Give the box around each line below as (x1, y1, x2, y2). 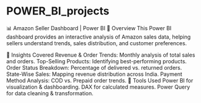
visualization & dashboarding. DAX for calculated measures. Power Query (6, 83, 190, 90)
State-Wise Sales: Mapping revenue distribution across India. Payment (6, 70, 183, 78)
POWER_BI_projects (6, 4, 109, 18)
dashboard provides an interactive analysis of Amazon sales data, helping (6, 33, 191, 40)
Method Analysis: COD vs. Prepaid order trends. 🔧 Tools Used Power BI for (6, 76, 193, 84)
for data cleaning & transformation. (6, 89, 94, 97)
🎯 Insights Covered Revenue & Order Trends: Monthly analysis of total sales (6, 51, 196, 58)
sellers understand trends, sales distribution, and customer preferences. (6, 39, 187, 46)
